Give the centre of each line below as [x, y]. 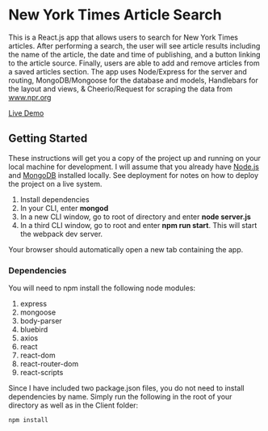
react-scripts [42, 373]
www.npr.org [30, 97]
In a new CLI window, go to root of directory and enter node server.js [136, 217]
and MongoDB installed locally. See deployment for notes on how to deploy [134, 175]
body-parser [41, 321]
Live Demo [26, 113]
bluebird [34, 330]
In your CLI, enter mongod [64, 208]
